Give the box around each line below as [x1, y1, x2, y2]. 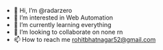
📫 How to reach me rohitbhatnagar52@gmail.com [13, 36, 156, 43]
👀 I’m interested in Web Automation [13, 14, 114, 22]
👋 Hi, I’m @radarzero [13, 7, 73, 14]
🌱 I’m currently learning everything [13, 21, 112, 28]
